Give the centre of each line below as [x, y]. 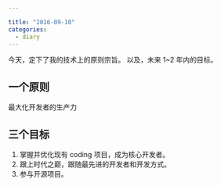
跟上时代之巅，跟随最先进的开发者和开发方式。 [95, 164]
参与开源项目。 [43, 174]
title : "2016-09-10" [42, 22]
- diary [28, 37]
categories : [27, 29]
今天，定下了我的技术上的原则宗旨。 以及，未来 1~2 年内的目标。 [113, 60]
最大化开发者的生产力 [42, 107]
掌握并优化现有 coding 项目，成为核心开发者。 [94, 154]
